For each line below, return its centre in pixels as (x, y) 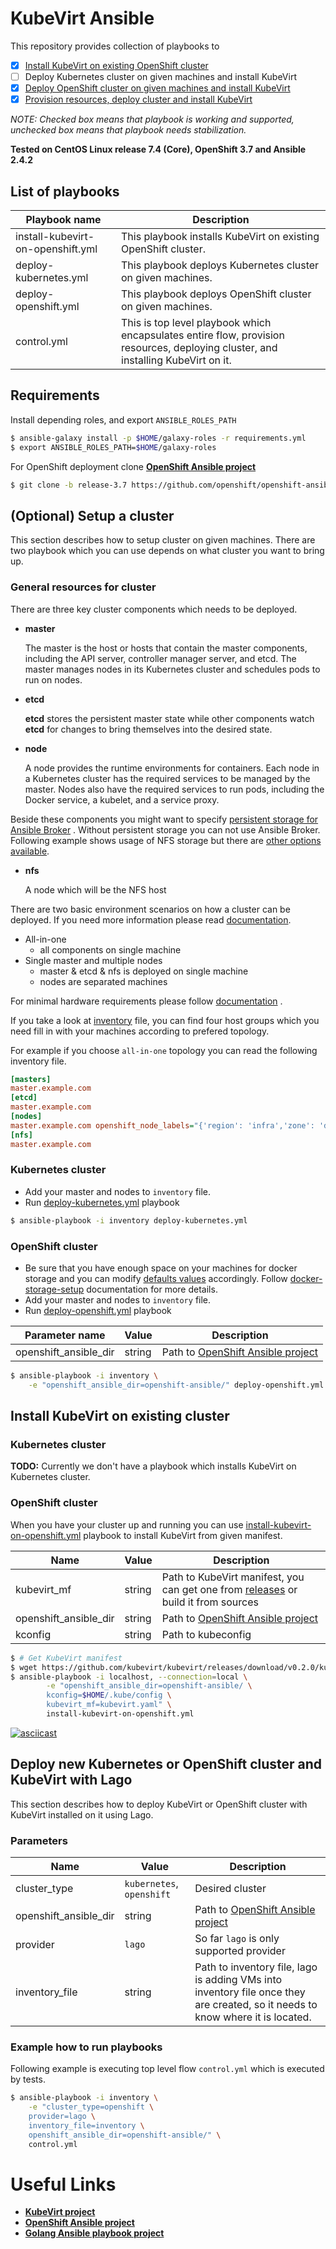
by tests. (28, 2079)
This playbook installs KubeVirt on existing (220, 236)
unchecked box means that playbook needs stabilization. (128, 130)
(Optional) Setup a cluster (92, 515)
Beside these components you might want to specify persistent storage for (164, 819)
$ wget (24, 1667)
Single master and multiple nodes (93, 960)
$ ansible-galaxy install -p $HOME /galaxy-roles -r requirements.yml (158, 438)
